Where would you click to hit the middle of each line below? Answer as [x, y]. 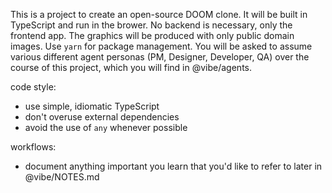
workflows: [33, 147]
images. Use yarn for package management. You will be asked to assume [161, 46]
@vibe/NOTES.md [62, 177]
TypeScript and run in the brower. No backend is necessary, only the [151, 25]
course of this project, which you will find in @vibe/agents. [131, 67]
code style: [33, 87]
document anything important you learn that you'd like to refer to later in [173, 166]
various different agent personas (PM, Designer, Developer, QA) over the [160, 57]
